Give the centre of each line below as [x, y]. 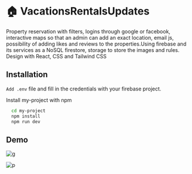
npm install [26, 116]
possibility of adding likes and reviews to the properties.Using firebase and [96, 44]
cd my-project [28, 111]
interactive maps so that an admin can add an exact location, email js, [90, 37]
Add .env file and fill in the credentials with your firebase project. [84, 89]
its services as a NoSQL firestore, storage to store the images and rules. [93, 50]
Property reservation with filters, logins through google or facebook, [88, 31]
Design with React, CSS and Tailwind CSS [56, 56]
